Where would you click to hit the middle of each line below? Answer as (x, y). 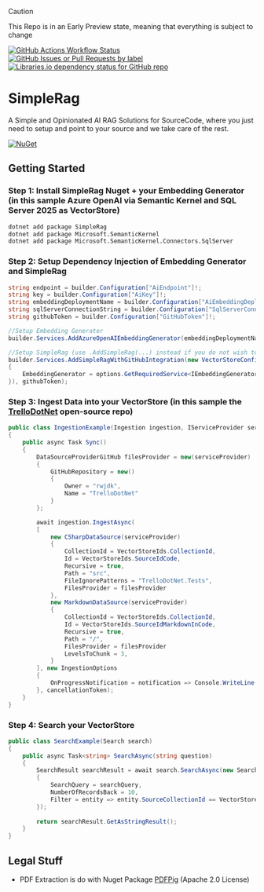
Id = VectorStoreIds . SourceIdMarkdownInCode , (140, 625)
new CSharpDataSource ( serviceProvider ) (115, 537)
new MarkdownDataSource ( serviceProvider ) (119, 603)
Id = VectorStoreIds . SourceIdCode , (122, 559)
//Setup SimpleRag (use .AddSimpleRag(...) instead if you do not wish (128, 353)
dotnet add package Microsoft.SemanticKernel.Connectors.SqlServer (121, 241)
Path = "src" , (87, 573)
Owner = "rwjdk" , (93, 486)
